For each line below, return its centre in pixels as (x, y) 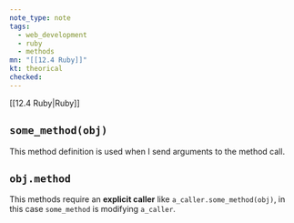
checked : (26, 77)
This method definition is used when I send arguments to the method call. (147, 151)
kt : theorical (36, 69)
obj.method (40, 178)
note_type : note (40, 18)
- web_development (53, 35)
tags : (20, 26)
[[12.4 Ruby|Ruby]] (45, 103)
